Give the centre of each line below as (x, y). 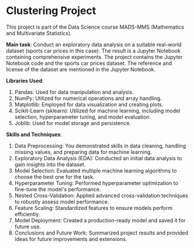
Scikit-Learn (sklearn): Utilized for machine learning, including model (97, 111)
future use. (28, 226)
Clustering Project (51, 11)
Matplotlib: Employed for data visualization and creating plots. (89, 104)
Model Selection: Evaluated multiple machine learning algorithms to (96, 170)
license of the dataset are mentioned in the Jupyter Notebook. (81, 69)
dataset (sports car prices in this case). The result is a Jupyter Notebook (93, 50)
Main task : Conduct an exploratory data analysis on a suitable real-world (94, 44)
